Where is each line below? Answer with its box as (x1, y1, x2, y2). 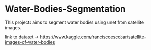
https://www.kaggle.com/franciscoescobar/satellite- (40, 34, 146, 40)
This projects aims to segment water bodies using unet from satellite (5, 19, 144, 25)
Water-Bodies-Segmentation (5, 3, 126, 15)
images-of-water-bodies (5, 39, 55, 45)
